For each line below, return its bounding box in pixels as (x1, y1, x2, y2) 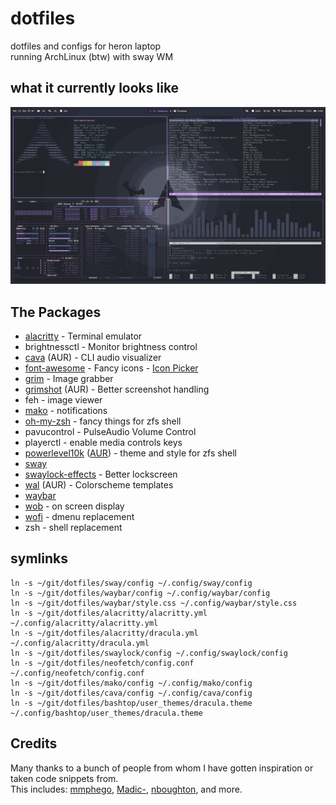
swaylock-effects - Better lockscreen (24, 468, 178, 481)
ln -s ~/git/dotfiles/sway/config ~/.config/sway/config (10, 578, 253, 588)
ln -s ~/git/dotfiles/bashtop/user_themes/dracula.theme (10, 698, 253, 708)
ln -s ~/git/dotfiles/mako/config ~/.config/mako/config (10, 678, 253, 688)
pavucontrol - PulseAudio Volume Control (24, 426, 197, 438)
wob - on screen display (24, 500, 125, 512)
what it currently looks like (10, 80, 180, 97)
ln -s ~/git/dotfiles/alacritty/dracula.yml (10, 628, 199, 638)
